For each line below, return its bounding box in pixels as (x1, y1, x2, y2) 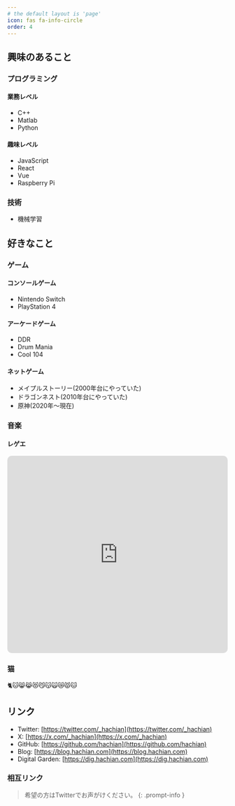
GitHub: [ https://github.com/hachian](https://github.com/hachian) (17, 739, 207, 748)
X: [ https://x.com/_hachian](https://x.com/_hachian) (17, 732, 168, 741)
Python (17, 123, 38, 132)
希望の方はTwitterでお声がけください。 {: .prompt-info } (24, 791, 185, 799)
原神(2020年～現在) (17, 401, 75, 410)
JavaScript (17, 156, 49, 165)
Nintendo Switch (17, 295, 66, 303)
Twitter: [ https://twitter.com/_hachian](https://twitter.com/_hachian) (17, 725, 213, 733)
